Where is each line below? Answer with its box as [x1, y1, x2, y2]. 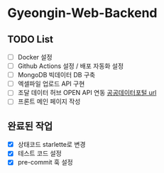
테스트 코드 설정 [17, 149, 62, 157]
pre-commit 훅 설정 [17, 158, 73, 167]
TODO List [7, 33, 53, 45]
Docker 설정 [17, 53, 53, 61]
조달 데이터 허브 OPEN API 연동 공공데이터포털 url [17, 89, 157, 97]
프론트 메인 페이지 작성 [17, 97, 81, 106]
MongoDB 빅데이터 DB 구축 [17, 71, 96, 79]
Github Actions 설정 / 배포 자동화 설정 [17, 62, 124, 70]
